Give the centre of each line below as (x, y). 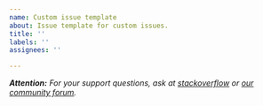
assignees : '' (36, 50)
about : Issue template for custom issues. (89, 26)
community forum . (43, 93)
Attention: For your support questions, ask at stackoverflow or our (131, 83)
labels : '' (29, 42)
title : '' (28, 34)
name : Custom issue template (63, 17)
